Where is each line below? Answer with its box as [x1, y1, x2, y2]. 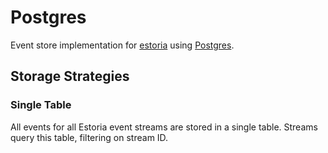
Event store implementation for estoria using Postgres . [10, 39, 235, 51]
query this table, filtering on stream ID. [10, 131, 169, 143]
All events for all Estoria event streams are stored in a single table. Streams [10, 121, 318, 133]
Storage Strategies [10, 68, 130, 85]
